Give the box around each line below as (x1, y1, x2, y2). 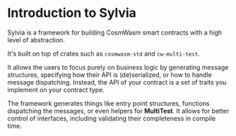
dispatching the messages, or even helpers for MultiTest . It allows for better (7, 106, 230, 115)
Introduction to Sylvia (7, 5, 136, 21)
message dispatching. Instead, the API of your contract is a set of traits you (7, 78, 227, 86)
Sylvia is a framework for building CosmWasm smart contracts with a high (7, 28, 223, 37)
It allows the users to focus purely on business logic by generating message (7, 63, 229, 71)
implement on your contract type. (7, 85, 105, 94)
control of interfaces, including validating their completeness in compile (7, 114, 216, 123)
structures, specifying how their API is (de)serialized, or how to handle (7, 70, 212, 79)
